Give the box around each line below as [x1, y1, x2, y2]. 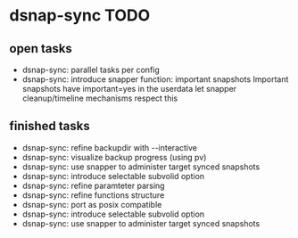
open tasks [9, 41, 73, 56]
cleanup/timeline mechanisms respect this [21, 93, 178, 103]
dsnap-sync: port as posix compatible [21, 199, 162, 209]
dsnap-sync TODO [9, 5, 151, 26]
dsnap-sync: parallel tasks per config [21, 64, 161, 75]
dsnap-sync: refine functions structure [21, 189, 165, 201]
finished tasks [9, 119, 91, 134]
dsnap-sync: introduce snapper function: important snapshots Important [21, 74, 289, 85]
